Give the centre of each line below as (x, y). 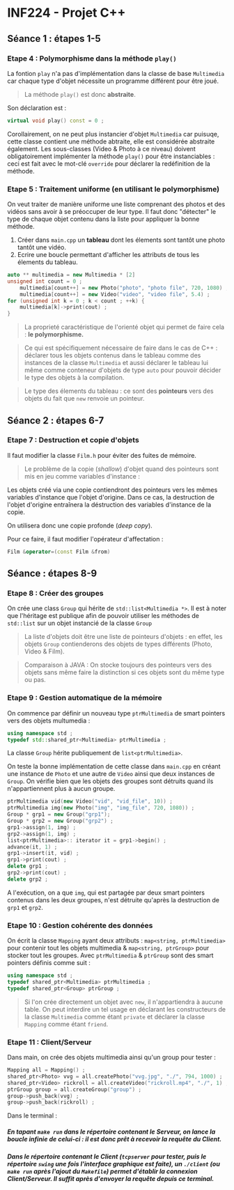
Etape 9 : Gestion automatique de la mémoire (85, 698)
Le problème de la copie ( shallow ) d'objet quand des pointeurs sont (122, 469)
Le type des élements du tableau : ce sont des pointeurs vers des (119, 391)
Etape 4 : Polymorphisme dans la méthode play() (92, 59)
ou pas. (35, 680)
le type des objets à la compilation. (74, 378)
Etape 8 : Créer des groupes (55, 594)
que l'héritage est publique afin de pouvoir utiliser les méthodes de (103, 616)
